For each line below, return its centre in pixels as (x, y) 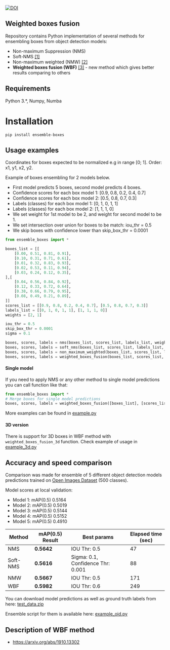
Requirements (28, 89)
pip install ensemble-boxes (35, 135)
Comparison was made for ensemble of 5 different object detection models (83, 475)
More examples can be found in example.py (51, 413)
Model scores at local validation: (39, 490)
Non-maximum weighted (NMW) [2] (50, 62)
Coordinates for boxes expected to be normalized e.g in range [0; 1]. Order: (84, 163)
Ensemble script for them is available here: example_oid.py (67, 614)
